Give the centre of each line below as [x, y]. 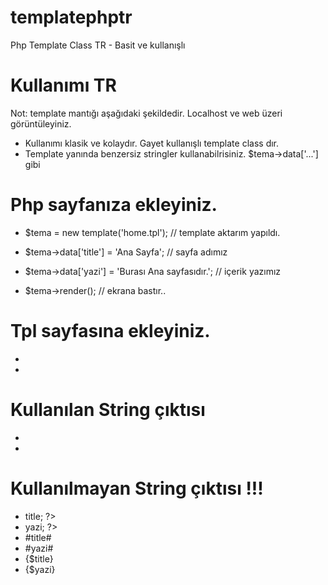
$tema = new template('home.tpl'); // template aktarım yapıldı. [152, 232]
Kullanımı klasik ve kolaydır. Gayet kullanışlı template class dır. [152, 143]
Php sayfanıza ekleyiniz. [114, 205]
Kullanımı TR [63, 85]
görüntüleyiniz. [41, 123]
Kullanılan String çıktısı [108, 409]
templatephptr [71, 17]
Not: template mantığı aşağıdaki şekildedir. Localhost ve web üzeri [146, 113]
